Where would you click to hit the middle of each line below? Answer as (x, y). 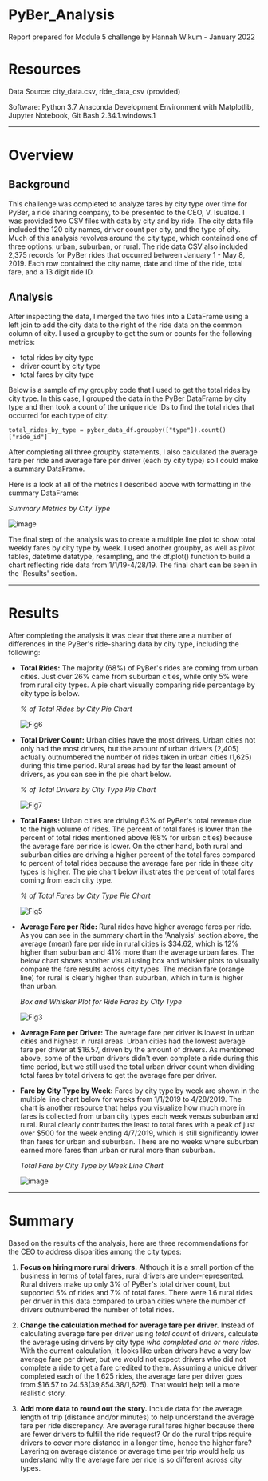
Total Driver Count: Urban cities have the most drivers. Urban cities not (138, 740)
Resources (45, 69)
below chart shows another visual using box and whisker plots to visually (140, 960)
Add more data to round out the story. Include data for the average (131, 1408)
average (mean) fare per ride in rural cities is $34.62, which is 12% (129, 943)
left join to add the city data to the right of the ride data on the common (125, 325)
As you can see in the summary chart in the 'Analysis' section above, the (139, 935)
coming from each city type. (66, 880)
